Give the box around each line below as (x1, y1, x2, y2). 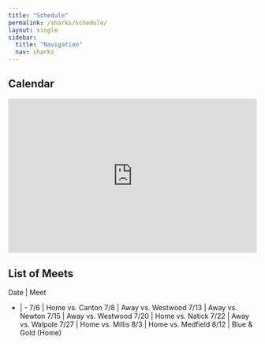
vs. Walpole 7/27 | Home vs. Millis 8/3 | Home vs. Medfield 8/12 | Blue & (19, 320, 253, 329)
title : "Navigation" (15, 41, 83, 49)
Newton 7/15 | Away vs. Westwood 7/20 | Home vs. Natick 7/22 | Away (19, 312, 250, 321)
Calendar (8, 77, 54, 91)
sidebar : (8, 33, 37, 42)
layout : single (8, 26, 58, 34)
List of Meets (8, 267, 74, 280)
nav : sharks (15, 48, 55, 56)
